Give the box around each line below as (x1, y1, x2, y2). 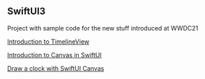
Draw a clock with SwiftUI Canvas (7, 64, 105, 72)
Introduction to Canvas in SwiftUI (7, 51, 102, 59)
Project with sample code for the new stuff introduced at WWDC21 (7, 24, 199, 32)
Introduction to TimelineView (7, 37, 90, 46)
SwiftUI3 (7, 6, 46, 17)
